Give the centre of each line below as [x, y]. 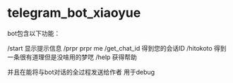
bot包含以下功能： [34, 33]
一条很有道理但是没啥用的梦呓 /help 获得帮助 [72, 57]
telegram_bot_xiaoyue [74, 13]
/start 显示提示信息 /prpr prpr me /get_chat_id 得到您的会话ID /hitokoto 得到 [117, 48]
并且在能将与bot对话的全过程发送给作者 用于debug [81, 72]
